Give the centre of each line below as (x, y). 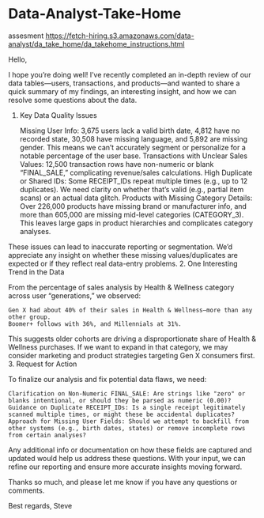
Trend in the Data (36, 272)
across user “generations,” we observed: (75, 295)
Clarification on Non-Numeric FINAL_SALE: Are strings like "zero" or (127, 393)
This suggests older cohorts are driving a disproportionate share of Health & (132, 338)
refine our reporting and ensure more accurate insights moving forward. (125, 467)
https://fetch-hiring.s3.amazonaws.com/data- (120, 36)
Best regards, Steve (40, 505)
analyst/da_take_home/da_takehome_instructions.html (96, 43)
